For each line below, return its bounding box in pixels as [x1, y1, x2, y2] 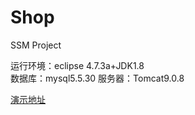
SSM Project [10, 39, 62, 51]
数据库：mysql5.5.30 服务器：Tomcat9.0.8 [10, 72, 185, 84]
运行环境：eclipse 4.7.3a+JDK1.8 [10, 59, 145, 71]
